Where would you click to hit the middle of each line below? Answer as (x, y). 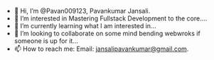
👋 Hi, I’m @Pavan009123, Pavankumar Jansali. (82, 11)
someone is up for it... (46, 41)
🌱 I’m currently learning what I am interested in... (85, 26)
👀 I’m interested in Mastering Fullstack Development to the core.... (111, 18)
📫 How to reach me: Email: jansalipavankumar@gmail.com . (101, 49)
